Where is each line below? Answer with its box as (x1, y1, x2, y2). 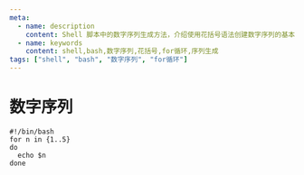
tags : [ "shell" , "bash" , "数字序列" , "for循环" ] (9, 55, 188, 64)
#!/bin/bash (9, 127, 54, 136)
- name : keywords (17, 38, 83, 48)
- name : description (17, 22, 95, 31)
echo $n (17, 151, 47, 160)
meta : (9, 13, 30, 23)
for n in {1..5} (9, 134, 71, 144)
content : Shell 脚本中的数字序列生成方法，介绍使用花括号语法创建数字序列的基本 (25, 30, 296, 39)
